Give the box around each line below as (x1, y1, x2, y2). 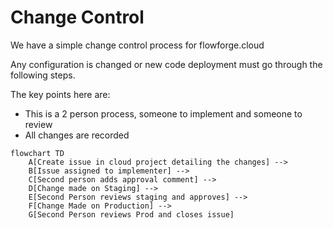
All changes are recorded (24, 129, 130, 141)
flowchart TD (10, 148, 65, 158)
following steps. (10, 69, 76, 81)
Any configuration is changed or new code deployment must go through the (10, 58, 323, 70)
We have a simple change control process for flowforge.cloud (10, 39, 265, 51)
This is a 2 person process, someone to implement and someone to (24, 107, 303, 120)
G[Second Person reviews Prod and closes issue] (28, 209, 235, 220)
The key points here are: (10, 88, 111, 100)
